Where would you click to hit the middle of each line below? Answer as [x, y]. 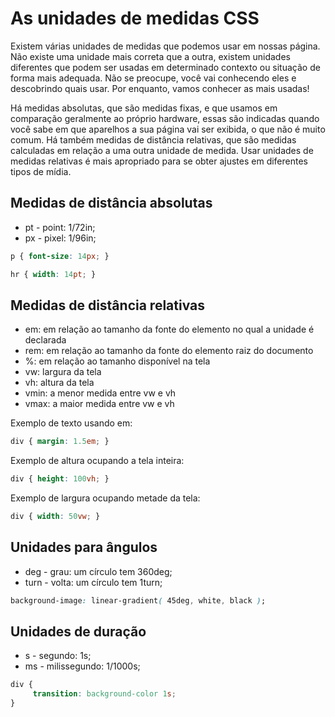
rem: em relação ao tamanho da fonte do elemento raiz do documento [169, 351]
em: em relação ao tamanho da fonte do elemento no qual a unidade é [169, 329]
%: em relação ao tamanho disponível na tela [117, 361]
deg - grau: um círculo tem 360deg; [98, 571]
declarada [45, 340]
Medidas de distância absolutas [111, 203]
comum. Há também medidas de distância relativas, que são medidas [153, 139]
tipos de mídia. [41, 171]
